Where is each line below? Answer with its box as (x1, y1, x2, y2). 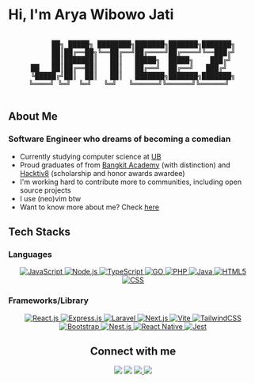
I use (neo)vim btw (19, 193, 82, 203)
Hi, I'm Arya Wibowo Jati (8, 6, 174, 24)
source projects (19, 185, 71, 195)
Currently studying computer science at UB (19, 151, 162, 161)
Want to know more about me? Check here (19, 202, 160, 212)
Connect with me (89, 345, 177, 358)
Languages (8, 248, 53, 259)
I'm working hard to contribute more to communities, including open (19, 177, 242, 186)
